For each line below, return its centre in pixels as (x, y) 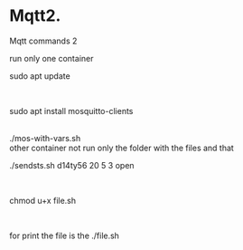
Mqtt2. (35, 16)
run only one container (51, 58)
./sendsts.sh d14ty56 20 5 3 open (72, 165)
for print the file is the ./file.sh (65, 236)
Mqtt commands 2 (43, 41)
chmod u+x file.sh (43, 200)
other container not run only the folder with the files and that (122, 148)
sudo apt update (40, 76)
